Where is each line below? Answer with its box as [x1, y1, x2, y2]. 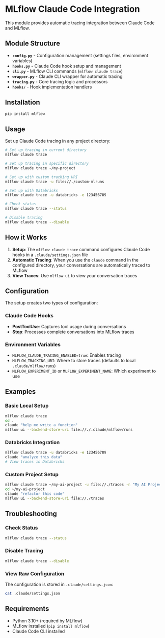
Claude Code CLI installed [12, 628, 65, 634]
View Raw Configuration [5, 570, 65, 577]
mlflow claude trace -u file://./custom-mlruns [5, 179, 105, 184]
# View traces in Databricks [5, 459, 65, 464]
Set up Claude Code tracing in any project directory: [5, 138, 110, 144]
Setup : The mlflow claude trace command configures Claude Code [12, 246, 150, 252]
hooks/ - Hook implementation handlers [12, 84, 92, 90]
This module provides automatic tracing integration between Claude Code [5, 20, 155, 26]
